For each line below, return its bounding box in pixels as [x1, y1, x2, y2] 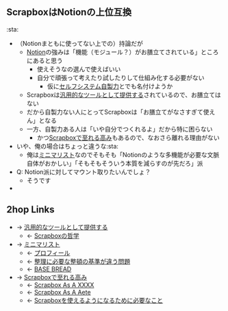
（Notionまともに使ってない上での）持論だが [16, 39, 143, 47]
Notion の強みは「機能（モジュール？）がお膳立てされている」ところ [26, 47, 219, 56]
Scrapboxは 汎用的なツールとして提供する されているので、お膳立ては [26, 90, 221, 99]
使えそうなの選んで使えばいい [36, 64, 121, 73]
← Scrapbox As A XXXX [26, 280, 94, 289]
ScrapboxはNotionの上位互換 [6, 6, 131, 18]
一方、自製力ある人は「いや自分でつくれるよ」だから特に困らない [26, 125, 213, 133]
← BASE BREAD [26, 264, 72, 273]
